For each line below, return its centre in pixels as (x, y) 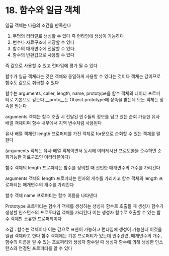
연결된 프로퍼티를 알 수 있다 (45, 248)
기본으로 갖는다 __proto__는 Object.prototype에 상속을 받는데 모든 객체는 (86, 99)
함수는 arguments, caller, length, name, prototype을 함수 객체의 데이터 (76, 93)
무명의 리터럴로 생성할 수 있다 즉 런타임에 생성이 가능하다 (68, 36)
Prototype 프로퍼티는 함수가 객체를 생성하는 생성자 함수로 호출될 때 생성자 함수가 (84, 206)
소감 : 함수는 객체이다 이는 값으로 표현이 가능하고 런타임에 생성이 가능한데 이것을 (84, 229)
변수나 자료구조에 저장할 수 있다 (43, 42)
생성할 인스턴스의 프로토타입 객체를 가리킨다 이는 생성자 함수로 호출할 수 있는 (80, 212)
